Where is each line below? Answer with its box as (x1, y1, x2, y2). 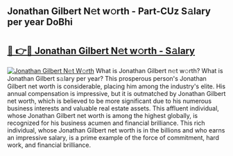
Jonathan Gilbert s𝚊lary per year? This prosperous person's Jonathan (7, 75, 207, 82)
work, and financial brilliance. (7, 141, 92, 149)
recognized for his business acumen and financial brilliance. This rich (7, 119, 206, 127)
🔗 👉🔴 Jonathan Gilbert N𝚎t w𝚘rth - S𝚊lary (7, 45, 196, 57)
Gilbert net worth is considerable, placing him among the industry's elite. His (7, 82, 226, 90)
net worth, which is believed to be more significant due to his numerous (7, 97, 212, 105)
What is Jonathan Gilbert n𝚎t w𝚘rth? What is (96, 67, 223, 75)
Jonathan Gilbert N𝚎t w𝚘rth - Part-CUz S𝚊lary (7, 6, 212, 17)
